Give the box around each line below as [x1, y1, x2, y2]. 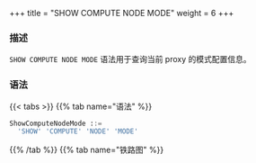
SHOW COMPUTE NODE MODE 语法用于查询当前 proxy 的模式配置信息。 [9, 54, 252, 65]
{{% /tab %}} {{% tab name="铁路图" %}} [9, 144, 164, 156]
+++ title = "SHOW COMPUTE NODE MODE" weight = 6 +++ [9, 8, 234, 18]
